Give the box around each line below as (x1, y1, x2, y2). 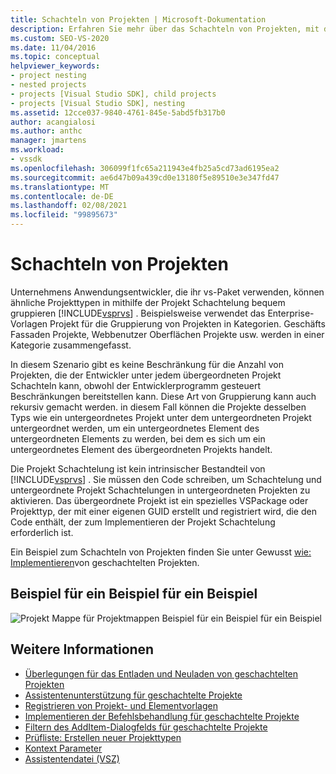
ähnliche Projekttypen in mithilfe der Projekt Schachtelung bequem (10, 296, 286, 308)
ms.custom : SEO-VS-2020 (10, 33, 110, 43)
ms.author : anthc (10, 126, 83, 136)
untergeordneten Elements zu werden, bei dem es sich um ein (10, 432, 266, 445)
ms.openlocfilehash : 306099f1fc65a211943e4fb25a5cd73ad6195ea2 (10, 163, 280, 173)
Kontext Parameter (24, 742, 103, 754)
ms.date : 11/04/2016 (10, 42, 97, 53)
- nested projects (10, 80, 87, 90)
